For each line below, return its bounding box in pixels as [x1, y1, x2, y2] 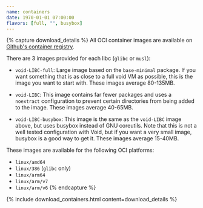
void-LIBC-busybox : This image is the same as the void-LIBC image [15, 115, 182, 123]
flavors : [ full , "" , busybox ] [6, 20, 83, 26]
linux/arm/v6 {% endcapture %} [15, 184, 96, 191]
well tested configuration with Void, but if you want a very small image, [15, 128, 192, 136]
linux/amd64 [15, 160, 45, 166]
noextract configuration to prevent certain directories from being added [15, 97, 195, 105]
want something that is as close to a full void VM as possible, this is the [15, 73, 193, 80]
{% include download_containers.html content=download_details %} [6, 196, 178, 203]
